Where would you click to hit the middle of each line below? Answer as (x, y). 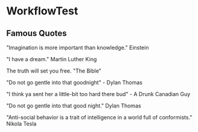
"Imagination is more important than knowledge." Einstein (78, 47)
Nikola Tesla (21, 124)
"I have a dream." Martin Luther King (52, 59)
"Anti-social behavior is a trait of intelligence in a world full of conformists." (99, 117)
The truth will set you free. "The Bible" (54, 71)
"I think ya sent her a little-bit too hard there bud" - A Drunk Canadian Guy (98, 94)
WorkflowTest (42, 11)
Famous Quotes (37, 33)
